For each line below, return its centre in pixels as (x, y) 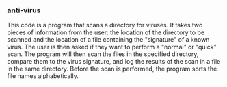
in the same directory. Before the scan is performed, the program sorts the (112, 69)
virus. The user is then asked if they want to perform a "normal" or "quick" (112, 47)
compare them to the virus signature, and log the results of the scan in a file (114, 62)
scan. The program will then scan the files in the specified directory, (103, 54)
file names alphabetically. (43, 76)
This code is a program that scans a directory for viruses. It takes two (105, 25)
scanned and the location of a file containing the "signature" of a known (108, 40)
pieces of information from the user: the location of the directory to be (106, 32)
